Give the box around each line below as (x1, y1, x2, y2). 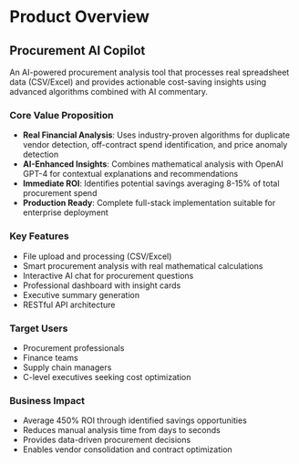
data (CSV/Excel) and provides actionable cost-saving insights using (9, 77, 267, 88)
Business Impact (9, 394, 85, 407)
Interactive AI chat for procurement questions (22, 270, 194, 281)
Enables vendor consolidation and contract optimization (22, 444, 232, 455)
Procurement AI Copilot (9, 43, 146, 58)
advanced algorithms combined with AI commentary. (9, 87, 208, 97)
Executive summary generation (22, 289, 139, 300)
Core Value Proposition (9, 108, 114, 121)
